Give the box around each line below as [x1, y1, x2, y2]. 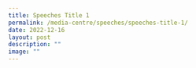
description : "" [8, 41, 61, 48]
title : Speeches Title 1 [8, 11, 90, 20]
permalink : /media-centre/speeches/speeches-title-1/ [8, 19, 189, 27]
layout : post [8, 33, 51, 41]
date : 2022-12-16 [8, 26, 65, 34]
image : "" [8, 48, 41, 55]
